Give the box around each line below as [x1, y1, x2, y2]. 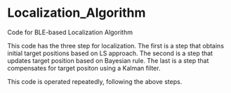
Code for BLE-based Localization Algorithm [7, 28, 133, 36]
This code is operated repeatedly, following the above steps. [7, 77, 183, 85]
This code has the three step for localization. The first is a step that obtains [7, 41, 225, 50]
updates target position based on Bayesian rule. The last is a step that [7, 56, 209, 64]
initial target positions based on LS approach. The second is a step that [7, 49, 213, 57]
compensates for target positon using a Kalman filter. [7, 64, 161, 72]
